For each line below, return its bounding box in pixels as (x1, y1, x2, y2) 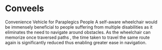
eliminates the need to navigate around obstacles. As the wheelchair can (5, 29, 151, 35)
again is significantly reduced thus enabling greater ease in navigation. (5, 39, 147, 45)
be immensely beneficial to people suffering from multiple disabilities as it (5, 24, 153, 30)
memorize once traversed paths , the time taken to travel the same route (5, 34, 150, 40)
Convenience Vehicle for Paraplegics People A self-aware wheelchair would (5, 19, 158, 25)
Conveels (5, 3, 44, 14)
